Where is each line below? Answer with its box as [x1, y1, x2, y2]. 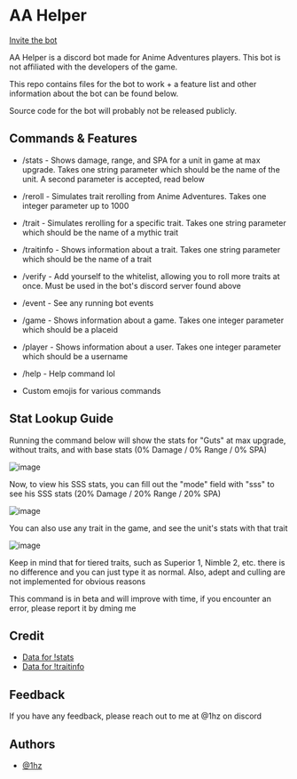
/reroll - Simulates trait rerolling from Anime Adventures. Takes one [21, 190, 267, 201]
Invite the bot [9, 35, 58, 45]
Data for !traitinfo [21, 662, 85, 672]
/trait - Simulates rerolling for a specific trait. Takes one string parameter [21, 217, 286, 228]
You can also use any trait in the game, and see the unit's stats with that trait [9, 522, 288, 534]
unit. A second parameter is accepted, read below [21, 173, 206, 184]
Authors [9, 736, 56, 751]
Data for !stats [21, 652, 74, 663]
